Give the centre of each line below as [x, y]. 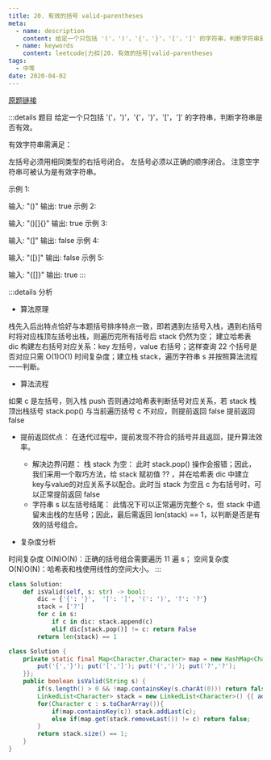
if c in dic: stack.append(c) [102, 622]
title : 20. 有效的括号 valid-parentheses [76, 16]
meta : [17, 23]
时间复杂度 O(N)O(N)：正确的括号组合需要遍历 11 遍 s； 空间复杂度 [119, 559]
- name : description [50, 31]
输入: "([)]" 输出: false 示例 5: [56, 257]
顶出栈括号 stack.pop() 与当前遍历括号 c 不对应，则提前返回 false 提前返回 [132, 411]
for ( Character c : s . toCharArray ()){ [100, 703]
